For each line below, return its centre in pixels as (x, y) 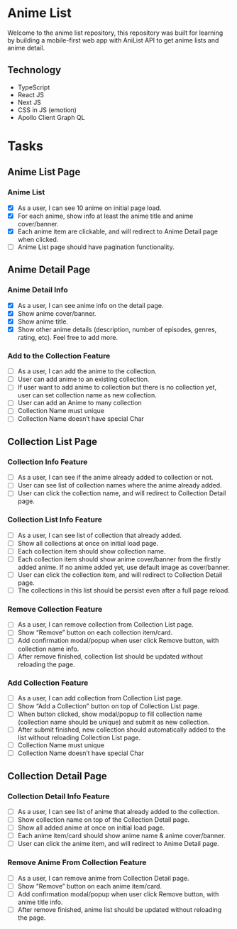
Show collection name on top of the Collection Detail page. (104, 820)
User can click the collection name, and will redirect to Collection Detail (122, 493)
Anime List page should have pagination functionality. (96, 247)
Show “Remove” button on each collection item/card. (95, 632)
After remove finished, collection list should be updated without (110, 656)
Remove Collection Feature (55, 609)
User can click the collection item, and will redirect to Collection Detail (120, 575)
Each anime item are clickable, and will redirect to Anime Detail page (118, 231)
